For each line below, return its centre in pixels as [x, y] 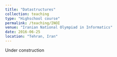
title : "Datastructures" [30, 9]
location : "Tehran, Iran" [31, 37]
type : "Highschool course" [33, 18]
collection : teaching [27, 14]
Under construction [25, 50]
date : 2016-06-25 [23, 32]
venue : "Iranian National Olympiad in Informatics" [59, 28]
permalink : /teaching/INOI [33, 23]
